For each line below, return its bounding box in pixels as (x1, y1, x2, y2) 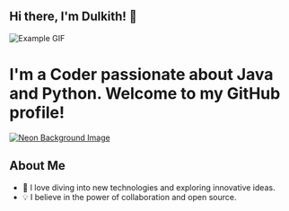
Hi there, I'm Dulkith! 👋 (9, 9, 137, 24)
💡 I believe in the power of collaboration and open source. (22, 191, 237, 202)
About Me (9, 158, 66, 173)
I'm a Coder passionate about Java (9, 65, 274, 84)
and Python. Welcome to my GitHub (9, 84, 281, 103)
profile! (9, 102, 66, 122)
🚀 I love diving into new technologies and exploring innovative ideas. (22, 181, 276, 193)
